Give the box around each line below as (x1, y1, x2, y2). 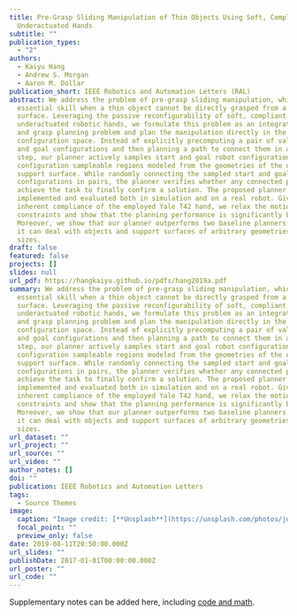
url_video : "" (9, 458, 62, 466)
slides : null (9, 268, 57, 277)
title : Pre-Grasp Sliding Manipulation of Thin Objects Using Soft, (9, 12, 267, 22)
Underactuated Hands (17, 21, 93, 30)
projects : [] (9, 260, 57, 269)
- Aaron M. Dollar (17, 79, 86, 88)
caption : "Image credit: (17, 515, 109, 524)
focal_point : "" (17, 523, 77, 532)
